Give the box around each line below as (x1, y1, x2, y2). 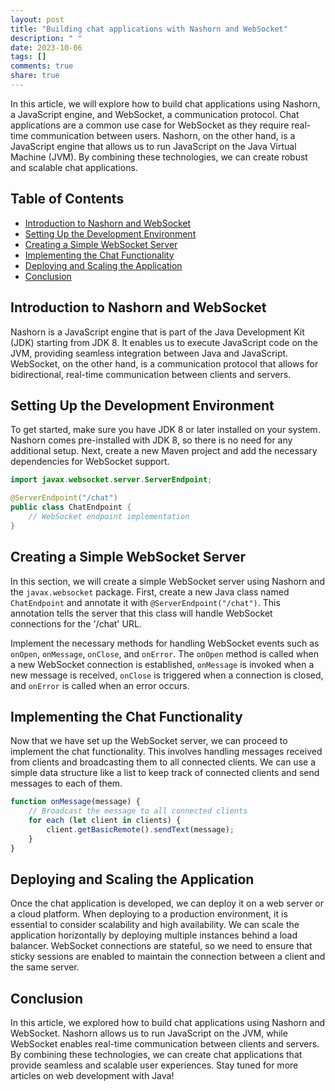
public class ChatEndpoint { (10, 502, 132, 513)
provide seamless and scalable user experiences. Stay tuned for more (10, 1059, 299, 1071)
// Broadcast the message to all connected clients (28, 806, 248, 816)
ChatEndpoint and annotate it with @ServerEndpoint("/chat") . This (10, 596, 281, 608)
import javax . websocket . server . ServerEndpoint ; (10, 475, 213, 485)
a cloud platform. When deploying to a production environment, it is (10, 908, 288, 920)
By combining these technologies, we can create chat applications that (10, 1049, 303, 1061)
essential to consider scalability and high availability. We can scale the (10, 919, 300, 931)
